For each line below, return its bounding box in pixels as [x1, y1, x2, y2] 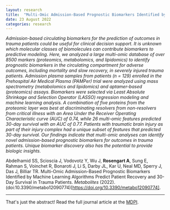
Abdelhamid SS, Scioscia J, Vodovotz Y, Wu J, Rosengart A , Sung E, [6, 157, 148, 164]
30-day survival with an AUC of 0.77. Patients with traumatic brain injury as [6, 121, 163, 127]
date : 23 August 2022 [6, 17, 51, 22]
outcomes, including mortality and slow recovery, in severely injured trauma [6, 68, 164, 74]
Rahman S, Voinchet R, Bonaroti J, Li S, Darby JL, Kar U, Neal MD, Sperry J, [6, 163, 163, 169]
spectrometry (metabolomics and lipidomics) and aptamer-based [6, 84, 143, 90]
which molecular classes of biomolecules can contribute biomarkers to [6, 46, 154, 52]
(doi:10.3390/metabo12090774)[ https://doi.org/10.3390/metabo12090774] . [6, 185, 161, 191]
